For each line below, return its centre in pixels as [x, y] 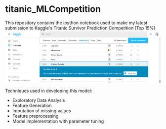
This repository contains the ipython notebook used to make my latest [76, 23]
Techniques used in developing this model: [49, 91]
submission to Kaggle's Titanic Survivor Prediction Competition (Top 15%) [80, 28]
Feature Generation [32, 106]
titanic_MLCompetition [53, 9]
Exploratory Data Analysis [39, 100]
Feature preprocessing [35, 116]
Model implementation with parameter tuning [58, 121]
